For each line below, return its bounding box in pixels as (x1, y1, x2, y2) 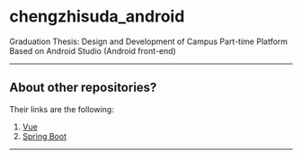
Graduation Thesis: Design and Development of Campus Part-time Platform (9, 36, 289, 47)
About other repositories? (9, 80, 157, 95)
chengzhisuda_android (9, 6, 185, 27)
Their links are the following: (9, 103, 114, 114)
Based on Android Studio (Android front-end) (9, 45, 177, 56)
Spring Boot (22, 130, 67, 141)
